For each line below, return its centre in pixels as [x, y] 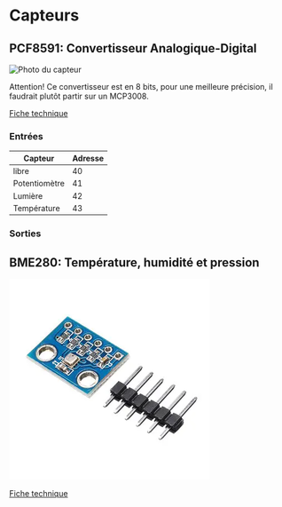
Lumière [28, 195]
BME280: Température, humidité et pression [134, 262]
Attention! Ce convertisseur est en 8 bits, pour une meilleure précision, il [141, 87]
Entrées [27, 136]
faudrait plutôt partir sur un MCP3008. [79, 96]
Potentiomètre [39, 184]
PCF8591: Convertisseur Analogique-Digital [133, 48]
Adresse [88, 158]
